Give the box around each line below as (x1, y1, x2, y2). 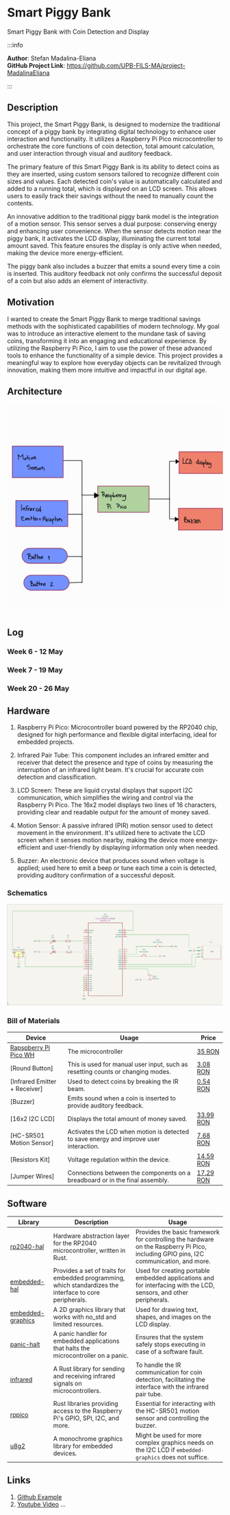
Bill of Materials (7, 1016, 60, 1026)
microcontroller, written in (53, 1246, 126, 1254)
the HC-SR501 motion (136, 1407, 200, 1415)
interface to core (53, 1289, 101, 1297)
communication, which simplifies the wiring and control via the (16, 794, 194, 802)
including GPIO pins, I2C (136, 1250, 204, 1258)
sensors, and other (136, 1289, 189, 1297)
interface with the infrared (136, 1383, 209, 1391)
